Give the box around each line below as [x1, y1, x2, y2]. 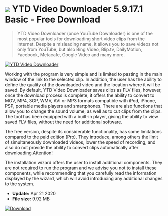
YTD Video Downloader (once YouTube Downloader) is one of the [17, 30, 153, 36]
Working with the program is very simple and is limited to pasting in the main [5, 71, 162, 77]
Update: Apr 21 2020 [12, 190, 56, 196]
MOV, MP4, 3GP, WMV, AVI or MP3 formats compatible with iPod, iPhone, [5, 97, 156, 103]
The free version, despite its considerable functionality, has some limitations [5, 128, 162, 134]
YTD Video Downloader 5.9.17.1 [12, 3, 143, 15]
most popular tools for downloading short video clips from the [17, 36, 145, 42]
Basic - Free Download [5, 14, 101, 25]
